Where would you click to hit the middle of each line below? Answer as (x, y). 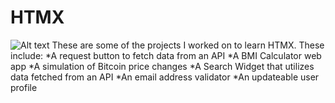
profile (24, 87)
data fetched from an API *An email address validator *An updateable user (165, 77)
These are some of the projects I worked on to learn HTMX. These (188, 45)
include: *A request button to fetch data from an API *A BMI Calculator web (166, 55)
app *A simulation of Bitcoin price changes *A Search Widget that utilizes (162, 66)
